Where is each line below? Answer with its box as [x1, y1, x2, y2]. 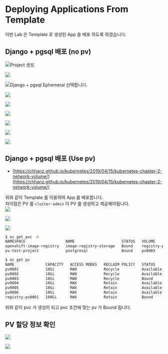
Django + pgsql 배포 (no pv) [5, 48, 91, 56]
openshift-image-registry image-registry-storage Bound [5, 244, 133, 249]
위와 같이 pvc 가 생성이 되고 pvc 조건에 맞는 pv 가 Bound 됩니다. [5, 304, 131, 310]
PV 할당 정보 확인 [5, 320, 56, 329]
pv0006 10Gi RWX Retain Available [5, 290, 162, 295]
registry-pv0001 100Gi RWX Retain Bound [5, 295, 153, 300]
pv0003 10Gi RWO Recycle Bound [5, 276, 153, 281]
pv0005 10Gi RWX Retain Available [5, 285, 162, 290]
